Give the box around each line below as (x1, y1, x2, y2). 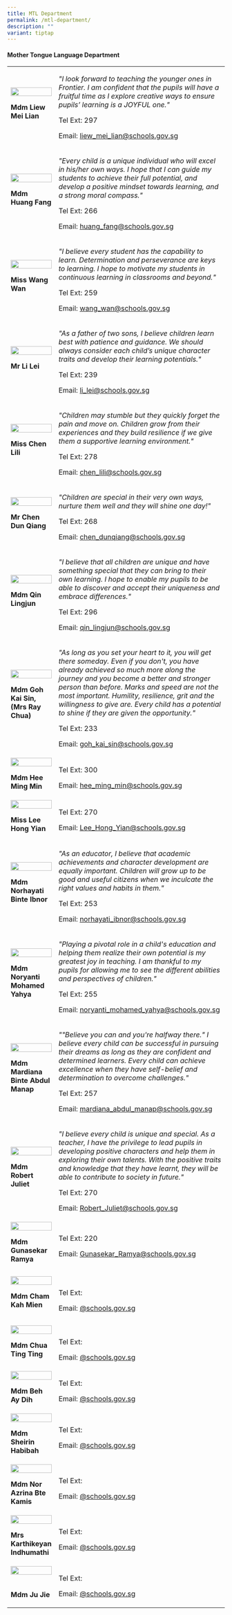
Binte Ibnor (10, 894, 48, 904)
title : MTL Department (7, 10, 72, 17)
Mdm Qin (10, 590, 41, 600)
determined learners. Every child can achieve (58, 1056, 206, 1066)
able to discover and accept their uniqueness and (58, 583, 220, 593)
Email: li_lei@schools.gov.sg (58, 386, 150, 395)
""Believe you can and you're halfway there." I (58, 1030, 209, 1039)
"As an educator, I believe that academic (58, 849, 191, 859)
